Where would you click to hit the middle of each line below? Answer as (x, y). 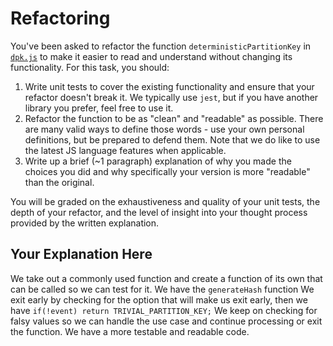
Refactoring (60, 18)
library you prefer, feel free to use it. (99, 108)
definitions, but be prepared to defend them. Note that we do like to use (172, 139)
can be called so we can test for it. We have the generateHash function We (162, 289)
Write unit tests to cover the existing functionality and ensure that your (169, 86)
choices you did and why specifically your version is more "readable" (167, 171)
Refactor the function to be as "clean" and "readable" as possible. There (174, 118)
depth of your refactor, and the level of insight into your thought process (159, 212)
